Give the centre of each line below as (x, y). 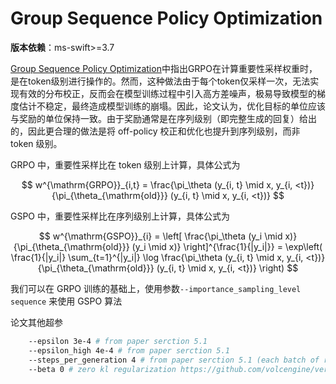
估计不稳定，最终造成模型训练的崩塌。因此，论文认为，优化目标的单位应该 (172, 106)
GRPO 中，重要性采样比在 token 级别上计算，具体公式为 (125, 164)
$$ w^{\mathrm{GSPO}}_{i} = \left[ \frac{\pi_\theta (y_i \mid (160, 236)
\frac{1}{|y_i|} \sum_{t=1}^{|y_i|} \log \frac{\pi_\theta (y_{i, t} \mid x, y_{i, (157, 257)
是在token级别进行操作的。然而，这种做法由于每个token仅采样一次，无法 (160, 81)
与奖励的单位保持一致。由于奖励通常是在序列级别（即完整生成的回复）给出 (163, 118)
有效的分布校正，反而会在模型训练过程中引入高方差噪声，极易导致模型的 (167, 93)
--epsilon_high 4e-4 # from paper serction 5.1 (129, 350)
